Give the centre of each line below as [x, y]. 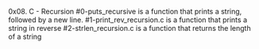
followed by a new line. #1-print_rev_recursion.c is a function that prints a [128, 20]
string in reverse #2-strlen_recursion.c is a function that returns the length [130, 28]
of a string [25, 36]
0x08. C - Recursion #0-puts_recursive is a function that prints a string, [125, 11]
